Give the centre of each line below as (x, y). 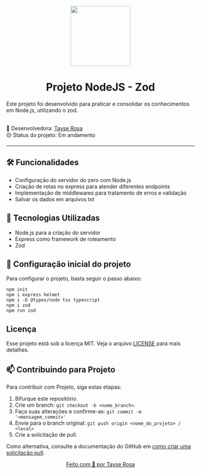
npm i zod (19, 305)
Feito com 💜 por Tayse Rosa (100, 464)
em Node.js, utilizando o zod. (42, 110)
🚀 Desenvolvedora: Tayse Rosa (44, 128)
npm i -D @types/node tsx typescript (53, 300)
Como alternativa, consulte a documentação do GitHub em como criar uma (99, 446)
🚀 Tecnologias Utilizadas (53, 218)
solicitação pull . (25, 453)
